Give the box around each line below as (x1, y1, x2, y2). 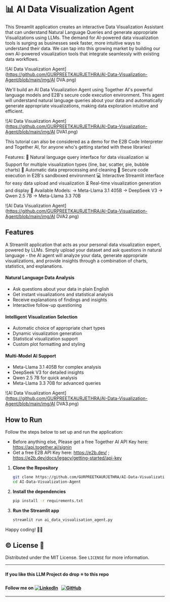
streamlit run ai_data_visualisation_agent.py (12, 517, 113, 522)
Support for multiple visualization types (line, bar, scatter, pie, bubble (5, 161, 149, 167)
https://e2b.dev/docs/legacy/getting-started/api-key (12, 455, 122, 461)
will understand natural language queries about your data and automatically (5, 97, 163, 103)
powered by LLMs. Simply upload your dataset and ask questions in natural (5, 246, 162, 253)
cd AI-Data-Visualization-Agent (12, 479, 81, 484)
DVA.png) (56, 77, 76, 83)
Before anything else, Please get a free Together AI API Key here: (12, 439, 149, 445)
